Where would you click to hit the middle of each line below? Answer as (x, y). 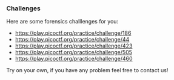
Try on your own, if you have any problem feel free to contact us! (87, 70)
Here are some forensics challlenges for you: (62, 22)
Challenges (23, 8)
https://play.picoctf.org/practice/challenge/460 (74, 59)
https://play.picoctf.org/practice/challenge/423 (74, 46)
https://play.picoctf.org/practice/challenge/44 (72, 40)
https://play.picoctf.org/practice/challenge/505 (73, 52)
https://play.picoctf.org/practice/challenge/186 (73, 33)
